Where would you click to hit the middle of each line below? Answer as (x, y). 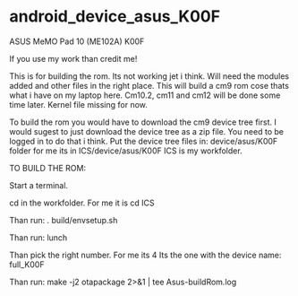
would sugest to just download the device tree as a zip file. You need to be (147, 131)
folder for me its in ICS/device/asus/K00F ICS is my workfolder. (126, 151)
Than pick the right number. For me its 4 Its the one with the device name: (145, 255)
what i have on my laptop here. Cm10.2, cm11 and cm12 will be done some (145, 95)
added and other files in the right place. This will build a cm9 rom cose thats (149, 85)
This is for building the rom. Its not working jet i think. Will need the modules (149, 76)
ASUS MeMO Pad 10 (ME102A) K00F (77, 41)
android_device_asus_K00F (115, 17)
